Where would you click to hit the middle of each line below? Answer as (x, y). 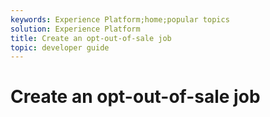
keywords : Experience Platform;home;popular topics (120, 19)
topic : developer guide (60, 47)
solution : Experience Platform (75, 29)
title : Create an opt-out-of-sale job (91, 38)
